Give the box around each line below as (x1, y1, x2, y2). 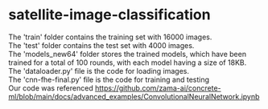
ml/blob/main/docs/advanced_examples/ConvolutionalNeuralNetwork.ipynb (8, 91, 260, 101)
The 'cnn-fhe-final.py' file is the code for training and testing (8, 75, 210, 84)
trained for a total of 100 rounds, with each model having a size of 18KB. (8, 58, 247, 67)
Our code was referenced (8, 83, 94, 93)
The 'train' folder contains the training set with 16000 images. (8, 32, 212, 42)
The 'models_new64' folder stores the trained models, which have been (8, 49, 247, 59)
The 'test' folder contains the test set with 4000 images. (8, 40, 195, 50)
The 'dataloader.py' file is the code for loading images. (8, 66, 190, 75)
